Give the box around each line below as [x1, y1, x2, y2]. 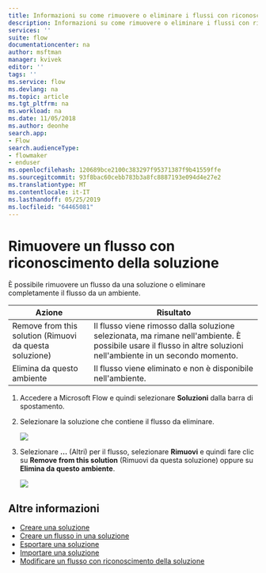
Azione [35, 307, 63, 318]
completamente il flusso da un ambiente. [8, 288, 141, 298]
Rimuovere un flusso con [8, 237, 176, 255]
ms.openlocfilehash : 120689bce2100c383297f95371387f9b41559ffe [8, 166, 222, 174]
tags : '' [8, 70, 37, 78]
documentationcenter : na [8, 41, 90, 49]
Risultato [156, 307, 192, 318]
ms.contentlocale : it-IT [8, 188, 90, 196]
